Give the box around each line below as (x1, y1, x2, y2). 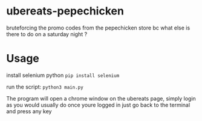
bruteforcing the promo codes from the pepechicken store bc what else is (6, 24, 191, 31)
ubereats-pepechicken (6, 4, 124, 18)
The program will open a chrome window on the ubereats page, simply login (6, 95, 197, 102)
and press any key (6, 107, 52, 115)
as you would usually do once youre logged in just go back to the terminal (6, 101, 191, 108)
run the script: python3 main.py (6, 83, 83, 90)
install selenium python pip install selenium (6, 71, 120, 79)
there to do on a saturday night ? (6, 30, 88, 37)
